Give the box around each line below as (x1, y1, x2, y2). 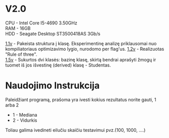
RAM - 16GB (5, 25, 31, 31)
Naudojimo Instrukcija (5, 80, 100, 91)
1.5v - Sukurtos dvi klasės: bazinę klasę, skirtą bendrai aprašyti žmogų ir (5, 56, 156, 62)
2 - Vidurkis (12, 117, 37, 123)
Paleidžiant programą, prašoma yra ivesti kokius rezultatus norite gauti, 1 (5, 96, 156, 102)
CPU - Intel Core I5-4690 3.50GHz (5, 20, 77, 26)
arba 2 (5, 102, 19, 108)
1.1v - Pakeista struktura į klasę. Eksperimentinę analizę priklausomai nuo (5, 40, 157, 46)
